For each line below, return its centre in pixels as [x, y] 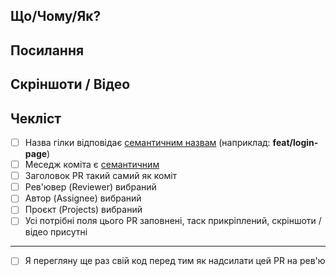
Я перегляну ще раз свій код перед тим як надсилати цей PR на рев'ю [175, 261]
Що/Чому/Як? [56, 16]
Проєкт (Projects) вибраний [83, 210]
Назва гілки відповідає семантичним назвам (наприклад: [147, 142]
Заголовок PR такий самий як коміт [101, 176]
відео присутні [56, 232]
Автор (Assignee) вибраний [83, 198]
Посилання [47, 50]
